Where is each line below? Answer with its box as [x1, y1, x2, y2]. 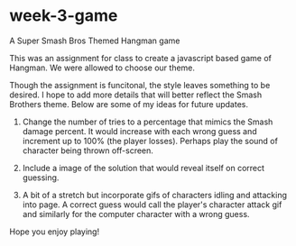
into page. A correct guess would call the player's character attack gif [22, 199, 282, 210]
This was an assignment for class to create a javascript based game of [9, 52, 273, 63]
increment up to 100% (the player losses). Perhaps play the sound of [22, 135, 278, 146]
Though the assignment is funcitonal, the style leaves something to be [9, 79, 271, 90]
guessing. [22, 172, 60, 183]
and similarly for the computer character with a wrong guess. [22, 208, 250, 219]
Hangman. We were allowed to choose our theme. [9, 62, 196, 73]
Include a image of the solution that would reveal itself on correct [22, 162, 264, 173]
